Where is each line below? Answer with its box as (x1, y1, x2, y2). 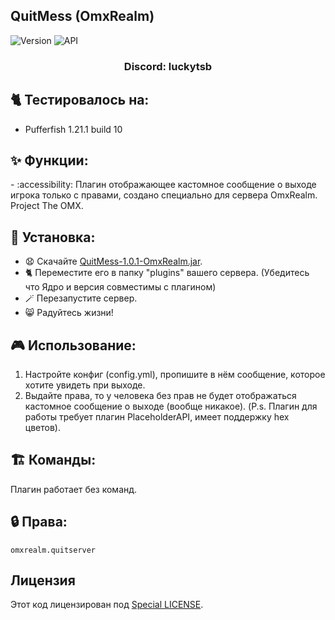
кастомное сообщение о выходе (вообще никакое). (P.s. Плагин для (24, 400, 318, 412)
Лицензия (10, 572, 76, 589)
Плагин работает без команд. (10, 483, 138, 495)
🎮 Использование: (10, 337, 137, 354)
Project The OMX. (10, 200, 84, 212)
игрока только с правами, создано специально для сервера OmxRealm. (10, 189, 318, 201)
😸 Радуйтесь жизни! (24, 307, 114, 319)
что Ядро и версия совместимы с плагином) (24, 281, 217, 293)
